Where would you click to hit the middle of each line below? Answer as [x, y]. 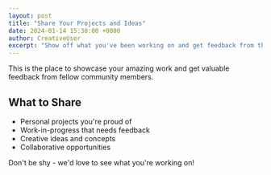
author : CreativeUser [45, 38]
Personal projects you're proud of [76, 121]
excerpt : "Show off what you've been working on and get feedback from [131, 46]
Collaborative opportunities [65, 147]
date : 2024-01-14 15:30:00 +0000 [65, 31]
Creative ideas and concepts [68, 138]
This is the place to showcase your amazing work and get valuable [119, 68]
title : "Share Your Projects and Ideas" [77, 23]
